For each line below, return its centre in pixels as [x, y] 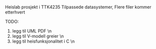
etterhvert [15, 12]
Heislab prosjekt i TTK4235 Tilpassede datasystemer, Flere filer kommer [78, 7]
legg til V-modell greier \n [38, 36]
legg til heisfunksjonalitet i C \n [43, 41]
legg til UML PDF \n [32, 31]
